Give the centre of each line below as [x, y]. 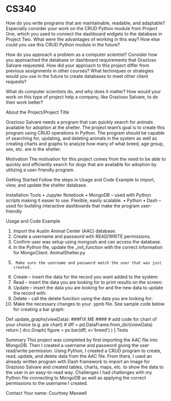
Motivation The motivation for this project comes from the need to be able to [86, 159]
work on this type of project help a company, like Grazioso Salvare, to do [82, 97]
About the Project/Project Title [37, 112]
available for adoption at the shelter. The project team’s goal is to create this [85, 127]
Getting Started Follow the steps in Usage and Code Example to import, [80, 179]
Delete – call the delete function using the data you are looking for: [83, 298]
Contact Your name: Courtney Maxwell [46, 393]
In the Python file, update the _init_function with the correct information [88, 247]
